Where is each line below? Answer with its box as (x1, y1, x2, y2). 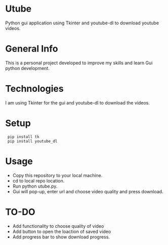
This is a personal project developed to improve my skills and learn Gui (5, 59, 153, 66)
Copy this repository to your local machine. (12, 172, 103, 178)
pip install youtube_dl (7, 138, 58, 144)
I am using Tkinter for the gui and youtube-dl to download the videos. (5, 99, 150, 106)
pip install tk (7, 134, 39, 139)
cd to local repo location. (12, 178, 65, 184)
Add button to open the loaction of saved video (12, 228, 111, 234)
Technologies (5, 83, 64, 94)
